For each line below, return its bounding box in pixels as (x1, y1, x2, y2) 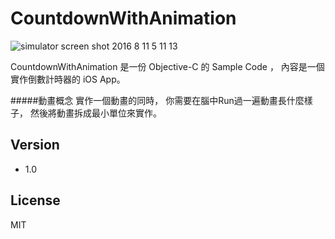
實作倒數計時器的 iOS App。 (10, 73, 126, 85)
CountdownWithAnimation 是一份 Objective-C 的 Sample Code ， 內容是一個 (10, 60, 325, 72)
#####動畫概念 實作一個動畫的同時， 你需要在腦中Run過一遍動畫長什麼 (10, 94, 305, 106)
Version (10, 137, 60, 154)
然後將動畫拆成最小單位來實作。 (29, 107, 162, 119)
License (10, 192, 61, 209)
